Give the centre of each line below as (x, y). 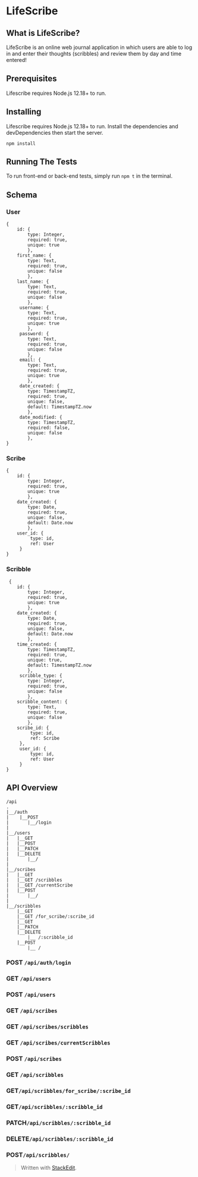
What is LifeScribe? (43, 33)
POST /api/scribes (34, 1058)
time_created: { (37, 644)
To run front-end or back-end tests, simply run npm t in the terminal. (89, 176)
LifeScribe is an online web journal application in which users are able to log (99, 47)
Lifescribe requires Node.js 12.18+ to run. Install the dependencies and (92, 126)
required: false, (49, 428)
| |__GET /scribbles (34, 880)
